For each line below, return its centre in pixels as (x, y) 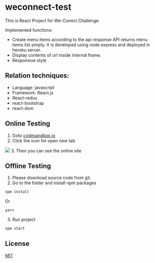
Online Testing (28, 124)
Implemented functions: (29, 30)
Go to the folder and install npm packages (54, 183)
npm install (17, 192)
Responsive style (29, 60)
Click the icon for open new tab (44, 140)
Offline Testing (28, 166)
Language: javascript (33, 88)
